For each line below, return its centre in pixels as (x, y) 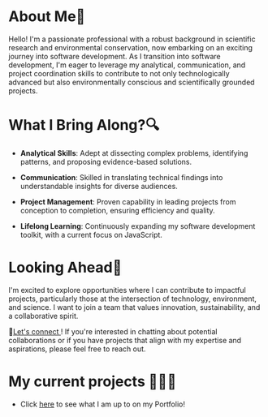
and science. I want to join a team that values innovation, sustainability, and (134, 307)
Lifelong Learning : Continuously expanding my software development (138, 226)
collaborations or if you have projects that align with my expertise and (125, 340)
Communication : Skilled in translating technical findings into (121, 177)
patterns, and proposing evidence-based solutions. (106, 161)
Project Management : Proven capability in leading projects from (128, 201)
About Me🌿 (47, 17)
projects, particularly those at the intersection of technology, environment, (133, 299)
